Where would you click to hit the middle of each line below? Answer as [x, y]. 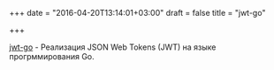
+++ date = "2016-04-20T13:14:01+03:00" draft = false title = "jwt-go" [137, 13]
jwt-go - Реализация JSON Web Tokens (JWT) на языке [113, 47]
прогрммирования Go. [52, 56]
